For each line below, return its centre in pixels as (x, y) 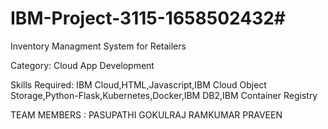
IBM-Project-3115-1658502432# (148, 18)
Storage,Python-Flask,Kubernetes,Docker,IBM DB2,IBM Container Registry (164, 95)
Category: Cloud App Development (82, 65)
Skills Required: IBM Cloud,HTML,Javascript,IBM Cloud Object (138, 84)
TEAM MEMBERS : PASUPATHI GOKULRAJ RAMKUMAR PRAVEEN (146, 114)
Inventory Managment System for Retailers (98, 46)
